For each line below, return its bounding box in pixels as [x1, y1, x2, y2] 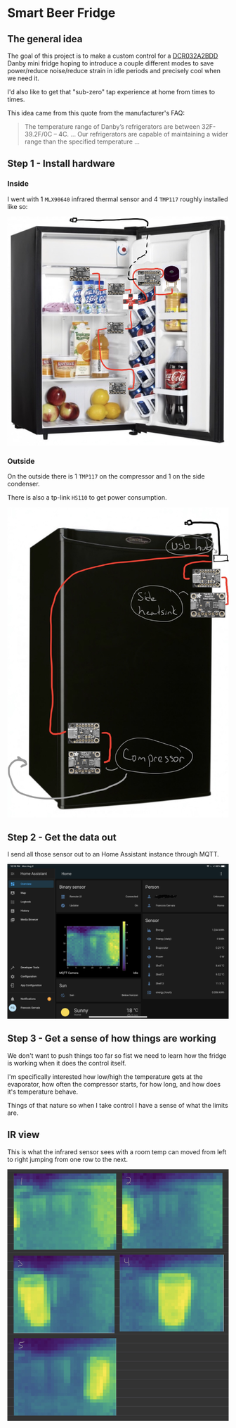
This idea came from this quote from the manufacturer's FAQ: [7, 109, 185, 117]
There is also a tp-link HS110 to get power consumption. [7, 493, 167, 502]
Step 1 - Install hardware [7, 158, 115, 170]
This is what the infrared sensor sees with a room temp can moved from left [7, 1147, 227, 1156]
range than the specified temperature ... [24, 137, 140, 146]
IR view [7, 1129, 40, 1141]
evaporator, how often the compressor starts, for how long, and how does [7, 1080, 221, 1088]
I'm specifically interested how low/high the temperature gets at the [7, 1072, 203, 1081]
